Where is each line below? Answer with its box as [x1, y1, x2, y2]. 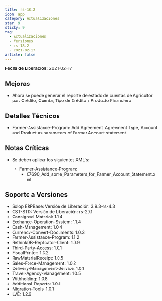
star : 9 [5, 20, 21, 26]
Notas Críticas [5, 144, 49, 152]
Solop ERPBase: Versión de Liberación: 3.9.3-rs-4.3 [12, 203, 115, 209]
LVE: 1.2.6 [12, 291, 32, 297]
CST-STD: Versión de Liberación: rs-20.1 [12, 208, 93, 214]
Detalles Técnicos [5, 112, 60, 120]
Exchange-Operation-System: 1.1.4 [12, 219, 81, 225]
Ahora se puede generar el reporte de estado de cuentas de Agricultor [12, 93, 153, 99]
